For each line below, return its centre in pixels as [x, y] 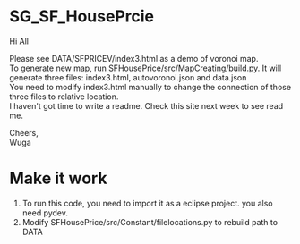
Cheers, [24, 132]
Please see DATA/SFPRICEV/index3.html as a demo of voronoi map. [134, 58]
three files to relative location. [64, 97]
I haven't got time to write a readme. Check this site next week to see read [146, 105]
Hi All [19, 41]
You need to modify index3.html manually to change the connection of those [150, 87]
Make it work [58, 178]
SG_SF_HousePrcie [82, 17]
